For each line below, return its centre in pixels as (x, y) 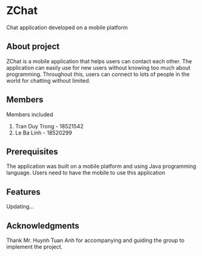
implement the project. (35, 247)
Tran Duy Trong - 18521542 (49, 126)
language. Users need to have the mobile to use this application (86, 173)
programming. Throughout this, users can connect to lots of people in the (98, 74)
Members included (30, 114)
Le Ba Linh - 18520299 (43, 133)
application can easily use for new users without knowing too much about (99, 67)
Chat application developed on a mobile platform (67, 27)
